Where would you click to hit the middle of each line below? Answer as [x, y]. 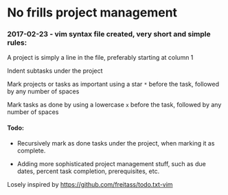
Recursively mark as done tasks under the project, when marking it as [116, 143]
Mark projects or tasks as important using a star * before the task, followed [113, 84]
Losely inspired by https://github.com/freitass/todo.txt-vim [90, 184]
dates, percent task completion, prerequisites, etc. [88, 171]
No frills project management [92, 13]
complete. [31, 150]
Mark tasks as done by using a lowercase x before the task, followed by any [114, 105]
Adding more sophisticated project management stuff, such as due [111, 163]
